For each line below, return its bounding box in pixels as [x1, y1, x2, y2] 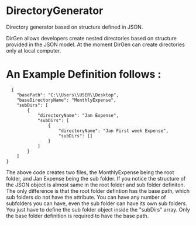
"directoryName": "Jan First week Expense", [58, 127, 169, 134]
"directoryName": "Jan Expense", [37, 112, 119, 118]
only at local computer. [6, 47, 61, 54]
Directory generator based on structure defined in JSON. [6, 23, 143, 30]
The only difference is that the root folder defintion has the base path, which [6, 187, 190, 194]
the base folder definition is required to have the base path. [6, 212, 149, 219]
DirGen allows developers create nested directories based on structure [6, 34, 177, 41]
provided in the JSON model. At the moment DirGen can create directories [6, 41, 185, 48]
